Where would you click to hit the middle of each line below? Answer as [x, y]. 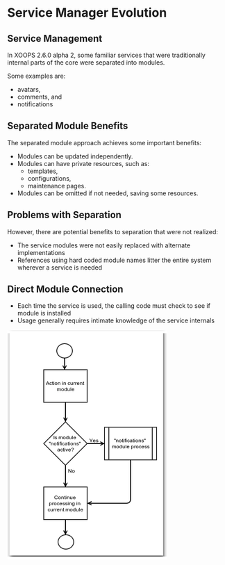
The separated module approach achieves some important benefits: [105, 142]
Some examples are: [36, 76]
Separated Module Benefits [68, 126]
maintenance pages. [57, 186]
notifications [35, 104]
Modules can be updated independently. [75, 156]
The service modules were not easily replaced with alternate [104, 245]
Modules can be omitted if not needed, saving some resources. [108, 193]
